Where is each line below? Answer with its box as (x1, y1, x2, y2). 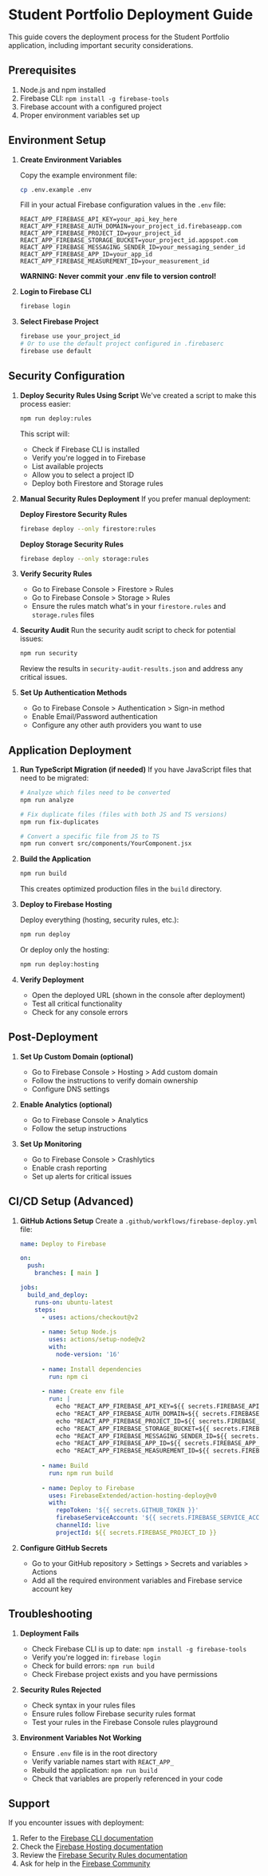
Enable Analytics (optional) (19, 1099, 112, 1109)
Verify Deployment (19, 975, 85, 984)
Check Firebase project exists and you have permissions (31, 1669, 218, 1679)
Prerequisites (8, 64, 77, 78)
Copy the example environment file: (19, 170, 137, 180)
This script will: (19, 429, 70, 439)
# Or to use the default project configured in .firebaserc (19, 340, 224, 348)
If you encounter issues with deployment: (8, 1818, 144, 1827)
